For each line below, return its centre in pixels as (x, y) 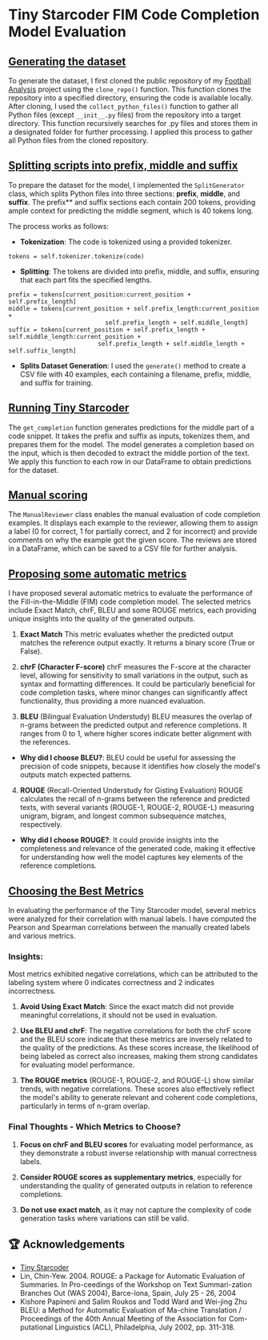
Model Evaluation (67, 32)
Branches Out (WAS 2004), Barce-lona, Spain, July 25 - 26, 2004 (128, 1293)
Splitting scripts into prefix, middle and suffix (123, 166)
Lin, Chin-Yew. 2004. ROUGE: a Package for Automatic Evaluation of (132, 1276)
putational (36, 1327)
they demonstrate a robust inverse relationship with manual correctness (138, 1153)
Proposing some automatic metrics (98, 574)
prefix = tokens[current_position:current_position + (100, 295)
